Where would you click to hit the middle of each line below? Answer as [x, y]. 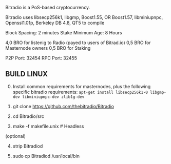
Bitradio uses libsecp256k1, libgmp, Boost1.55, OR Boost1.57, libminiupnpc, [84, 17]
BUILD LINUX [26, 74]
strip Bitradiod [28, 146]
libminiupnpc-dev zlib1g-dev [53, 97]
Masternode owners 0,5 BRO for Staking [48, 48]
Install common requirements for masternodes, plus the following [82, 86]
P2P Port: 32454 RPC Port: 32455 [41, 58]
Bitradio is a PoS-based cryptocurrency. [48, 7]
